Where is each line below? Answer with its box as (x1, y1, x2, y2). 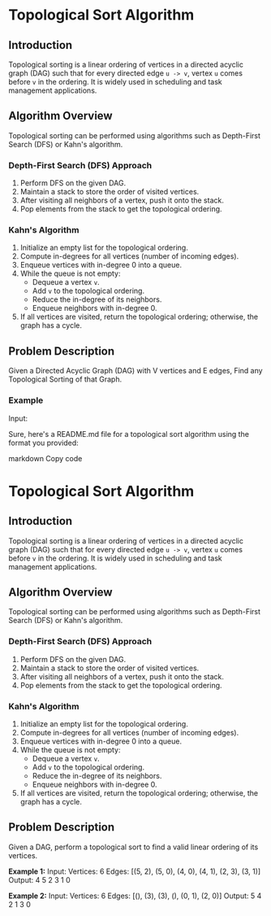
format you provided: (8, 438, 79, 447)
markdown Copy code (8, 453, 83, 463)
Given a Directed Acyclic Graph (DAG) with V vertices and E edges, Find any (8, 366, 263, 376)
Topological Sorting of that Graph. (8, 374, 123, 384)
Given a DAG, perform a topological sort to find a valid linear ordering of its (8, 842, 259, 852)
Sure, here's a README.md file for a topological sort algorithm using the (8, 429, 250, 438)
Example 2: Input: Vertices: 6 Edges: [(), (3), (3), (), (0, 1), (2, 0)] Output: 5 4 (8, 891, 262, 901)
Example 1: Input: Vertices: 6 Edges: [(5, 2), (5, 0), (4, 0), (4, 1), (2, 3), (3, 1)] (8, 866, 261, 876)
